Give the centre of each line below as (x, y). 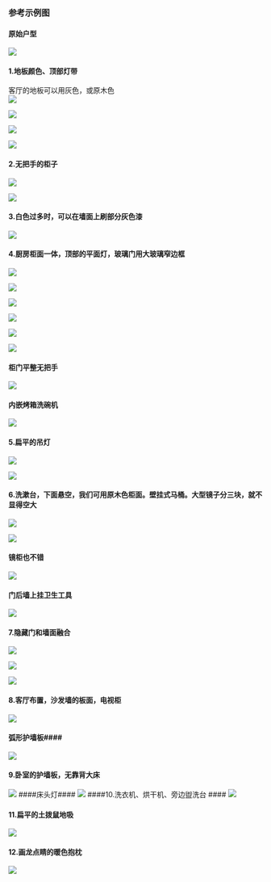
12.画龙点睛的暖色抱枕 (45, 852)
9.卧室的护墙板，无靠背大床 (54, 775)
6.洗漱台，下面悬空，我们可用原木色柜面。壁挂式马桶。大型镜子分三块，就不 (135, 495)
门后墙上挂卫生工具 (40, 594)
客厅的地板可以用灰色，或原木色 (61, 90)
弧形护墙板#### (35, 737)
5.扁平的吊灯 (29, 442)
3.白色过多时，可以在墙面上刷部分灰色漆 (75, 216)
